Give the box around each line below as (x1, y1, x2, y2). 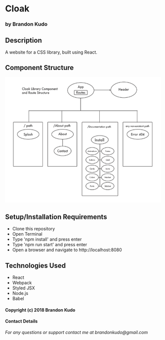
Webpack (12, 280, 32, 286)
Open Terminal (12, 231, 43, 237)
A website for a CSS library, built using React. (5, 49, 98, 55)
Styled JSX (12, 285, 36, 291)
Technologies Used (5, 261, 66, 270)
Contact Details (5, 318, 38, 324)
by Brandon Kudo (5, 21, 48, 28)
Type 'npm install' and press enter (12, 236, 82, 242)
